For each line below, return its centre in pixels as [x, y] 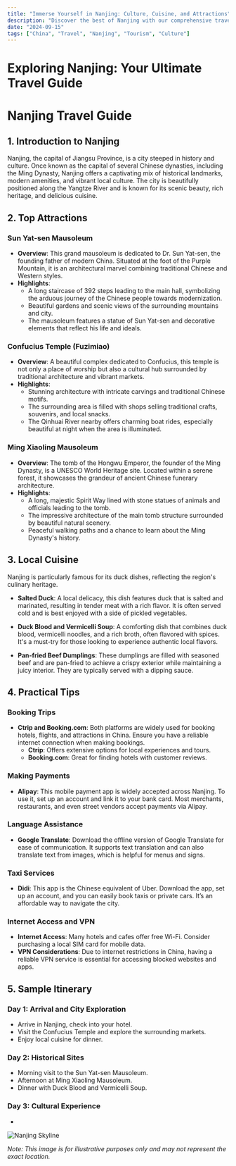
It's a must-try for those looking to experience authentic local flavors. [118, 641]
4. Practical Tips [44, 692]
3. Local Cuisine [43, 560]
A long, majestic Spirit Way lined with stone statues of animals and [124, 500]
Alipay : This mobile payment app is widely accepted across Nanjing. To [121, 791]
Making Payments [39, 776]
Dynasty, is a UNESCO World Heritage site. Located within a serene [115, 470]
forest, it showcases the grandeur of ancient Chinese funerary [107, 478]
